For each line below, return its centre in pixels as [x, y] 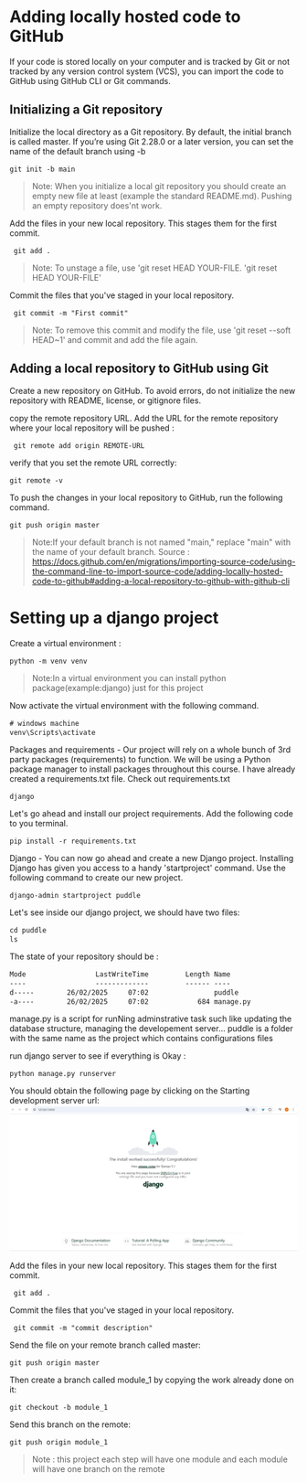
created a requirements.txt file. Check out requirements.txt [120, 778]
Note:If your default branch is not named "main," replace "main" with [161, 542]
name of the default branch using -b [78, 151]
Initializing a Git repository [86, 110]
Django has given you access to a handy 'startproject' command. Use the [148, 868]
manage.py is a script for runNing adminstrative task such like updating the [151, 1018]
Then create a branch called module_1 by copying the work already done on [152, 1380]
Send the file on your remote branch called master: [105, 1345]
